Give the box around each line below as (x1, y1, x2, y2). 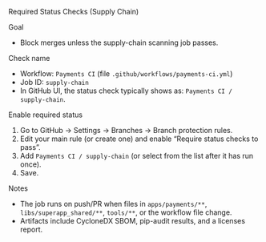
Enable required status (8, 110, 83, 119)
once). (19, 159, 42, 169)
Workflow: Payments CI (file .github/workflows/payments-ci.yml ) (19, 69, 233, 79)
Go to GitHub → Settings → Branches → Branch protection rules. (19, 126, 233, 135)
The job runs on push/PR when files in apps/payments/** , (19, 200, 208, 208)
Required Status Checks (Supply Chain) (8, 7, 139, 16)
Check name (8, 54, 50, 63)
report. (19, 224, 43, 234)
